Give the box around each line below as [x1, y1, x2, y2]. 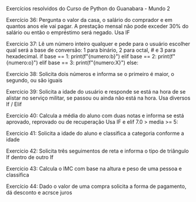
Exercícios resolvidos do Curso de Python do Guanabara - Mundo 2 [6, 5, 171, 12]
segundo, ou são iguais [6, 77, 63, 84]
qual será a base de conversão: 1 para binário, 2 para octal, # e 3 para [6, 47, 176, 54]
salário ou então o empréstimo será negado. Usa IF [6, 29, 131, 36]
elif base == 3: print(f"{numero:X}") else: [39, 59, 139, 66]
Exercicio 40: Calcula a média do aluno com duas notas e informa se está [6, 112, 184, 119]
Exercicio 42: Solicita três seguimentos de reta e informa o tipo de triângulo [6, 147, 190, 154]
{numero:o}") [6, 59, 38, 66]
